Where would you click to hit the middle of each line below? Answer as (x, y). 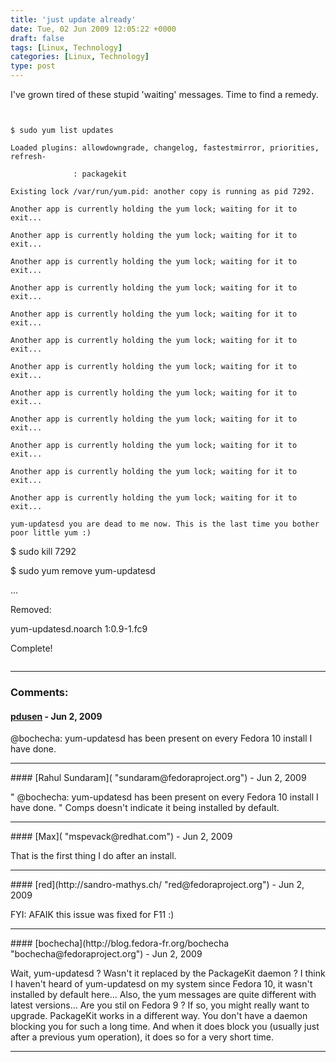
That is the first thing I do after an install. (93, 856)
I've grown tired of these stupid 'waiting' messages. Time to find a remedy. (164, 94)
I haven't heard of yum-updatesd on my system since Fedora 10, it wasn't (161, 984)
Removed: (31, 609)
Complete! (31, 648)
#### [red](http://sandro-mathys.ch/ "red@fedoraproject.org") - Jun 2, (157, 885)
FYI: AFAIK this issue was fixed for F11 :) (92, 915)
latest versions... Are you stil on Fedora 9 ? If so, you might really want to (160, 1005)
